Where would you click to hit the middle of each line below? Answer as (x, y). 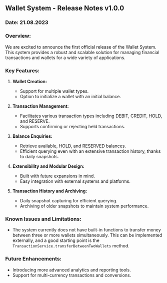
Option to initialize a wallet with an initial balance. (70, 96)
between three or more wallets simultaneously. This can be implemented (87, 235)
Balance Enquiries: (32, 136)
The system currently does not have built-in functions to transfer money (86, 230)
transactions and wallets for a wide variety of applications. (65, 58)
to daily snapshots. (39, 156)
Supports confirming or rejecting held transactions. (72, 126)
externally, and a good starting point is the (56, 240)
